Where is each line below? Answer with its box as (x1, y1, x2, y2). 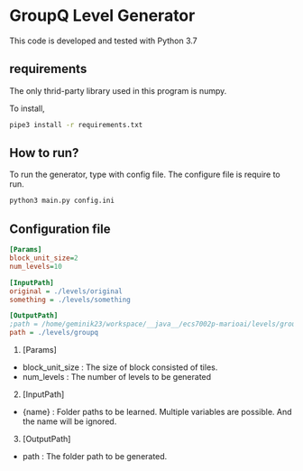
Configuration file (9, 221, 111, 236)
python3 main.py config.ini (9, 196, 115, 206)
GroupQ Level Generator (9, 5, 196, 26)
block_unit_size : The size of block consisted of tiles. (22, 362, 218, 373)
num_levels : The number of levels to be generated (22, 372, 212, 382)
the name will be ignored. (22, 416, 117, 427)
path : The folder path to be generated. (22, 451, 168, 461)
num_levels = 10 (9, 262, 63, 271)
